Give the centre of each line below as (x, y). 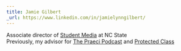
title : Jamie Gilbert (34, 12)
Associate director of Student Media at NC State (67, 35)
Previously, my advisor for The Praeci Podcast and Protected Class (90, 41)
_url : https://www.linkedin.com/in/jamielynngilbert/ (76, 18)
